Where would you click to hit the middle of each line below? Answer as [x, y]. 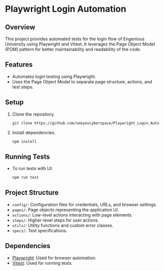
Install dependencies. [34, 132]
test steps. [23, 87]
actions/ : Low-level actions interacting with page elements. [72, 215]
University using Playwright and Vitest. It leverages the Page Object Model [80, 44]
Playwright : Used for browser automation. [54, 258]
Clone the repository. [33, 114]
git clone [22, 123]
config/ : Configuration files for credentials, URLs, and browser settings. [85, 204]
